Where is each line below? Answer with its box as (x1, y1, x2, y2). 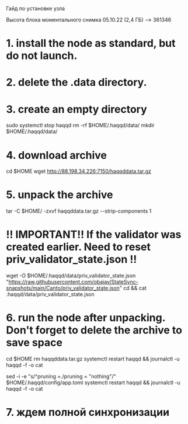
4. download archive (6, 148, 107, 162)
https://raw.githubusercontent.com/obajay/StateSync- (8, 279, 138, 286)
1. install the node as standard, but (6, 37, 176, 50)
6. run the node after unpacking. (6, 311, 165, 325)
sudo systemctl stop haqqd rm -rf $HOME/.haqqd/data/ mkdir (6, 122, 155, 129)
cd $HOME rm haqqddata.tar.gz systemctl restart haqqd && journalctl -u (6, 356, 180, 363)
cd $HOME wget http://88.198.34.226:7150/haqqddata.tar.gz (6, 168, 152, 175)
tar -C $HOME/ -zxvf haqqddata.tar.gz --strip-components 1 (6, 207, 152, 215)
